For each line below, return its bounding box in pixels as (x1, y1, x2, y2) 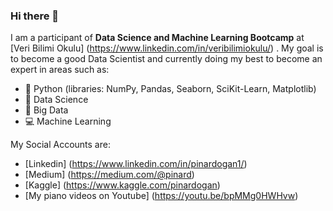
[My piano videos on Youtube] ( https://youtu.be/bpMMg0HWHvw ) (24, 190, 299, 202)
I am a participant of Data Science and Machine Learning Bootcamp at (10, 32, 305, 44)
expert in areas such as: (10, 64, 110, 76)
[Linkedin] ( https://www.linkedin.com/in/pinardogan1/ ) (24, 158, 248, 170)
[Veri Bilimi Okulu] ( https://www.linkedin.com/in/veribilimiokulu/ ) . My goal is (10, 42, 324, 54)
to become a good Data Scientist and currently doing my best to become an (10, 53, 323, 65)
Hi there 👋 (10, 9, 60, 23)
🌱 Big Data (24, 104, 69, 116)
